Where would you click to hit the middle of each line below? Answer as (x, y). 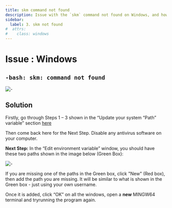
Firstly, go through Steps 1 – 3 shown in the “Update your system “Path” (81, 117)
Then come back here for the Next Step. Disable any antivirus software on (83, 133)
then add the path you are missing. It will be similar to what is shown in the (84, 179)
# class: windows (27, 34)
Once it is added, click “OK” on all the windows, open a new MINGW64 (80, 194)
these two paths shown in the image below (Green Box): (64, 154)
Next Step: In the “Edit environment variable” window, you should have (80, 148)
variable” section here (28, 123)
